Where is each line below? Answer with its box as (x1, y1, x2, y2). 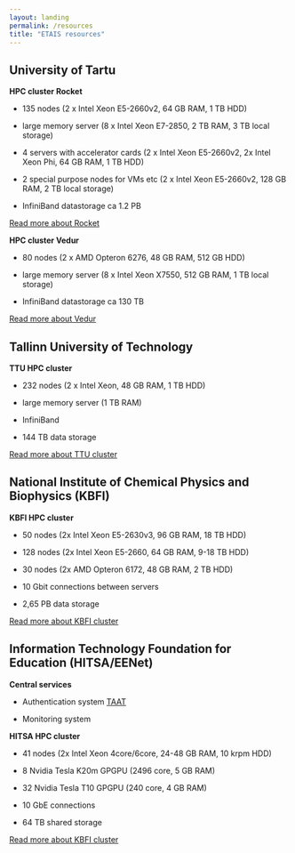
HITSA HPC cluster (9, 730, 81, 741)
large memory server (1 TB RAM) (21, 398, 142, 407)
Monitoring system (21, 713, 92, 724)
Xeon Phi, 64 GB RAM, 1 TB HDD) (21, 157, 145, 167)
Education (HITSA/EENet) (9, 656, 154, 671)
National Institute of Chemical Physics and (9, 475, 250, 490)
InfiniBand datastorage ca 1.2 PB (21, 201, 142, 212)
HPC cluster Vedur (9, 235, 80, 245)
